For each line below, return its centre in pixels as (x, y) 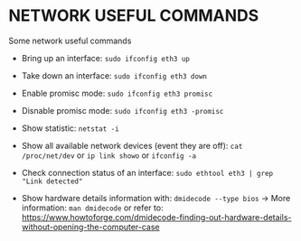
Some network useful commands (70, 41)
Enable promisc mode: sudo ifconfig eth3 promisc (117, 93)
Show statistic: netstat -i (70, 128)
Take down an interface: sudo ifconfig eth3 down (114, 75)
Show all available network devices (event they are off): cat (132, 145)
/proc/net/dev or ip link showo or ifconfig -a (108, 155)
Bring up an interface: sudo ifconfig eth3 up (106, 58)
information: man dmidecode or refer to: (92, 208)
